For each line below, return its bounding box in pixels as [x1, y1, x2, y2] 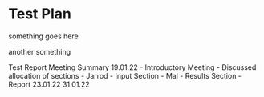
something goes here [8, 31, 79, 41]
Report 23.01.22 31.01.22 [8, 79, 90, 89]
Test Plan [8, 5, 72, 23]
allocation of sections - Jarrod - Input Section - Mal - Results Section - [8, 71, 242, 80]
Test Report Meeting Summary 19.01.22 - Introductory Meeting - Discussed [8, 62, 257, 72]
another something [8, 46, 71, 56]
